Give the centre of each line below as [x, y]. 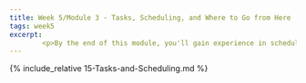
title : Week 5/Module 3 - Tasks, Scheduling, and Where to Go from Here [150, 18]
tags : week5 [32, 26]
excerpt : [26, 34]
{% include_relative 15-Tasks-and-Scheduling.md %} [109, 69]
